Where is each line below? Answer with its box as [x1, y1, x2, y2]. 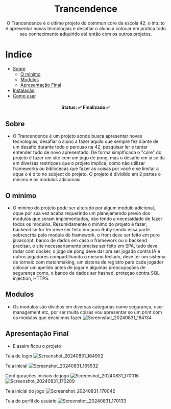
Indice [5, 49, 32, 60]
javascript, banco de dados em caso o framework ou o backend [12, 237, 147, 244]
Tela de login [5, 353, 32, 359]
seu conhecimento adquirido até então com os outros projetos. [19, 31, 152, 37]
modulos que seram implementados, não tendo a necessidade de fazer [12, 215, 162, 222]
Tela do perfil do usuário [5, 398, 57, 404]
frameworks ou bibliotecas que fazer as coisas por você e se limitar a [12, 165, 159, 172]
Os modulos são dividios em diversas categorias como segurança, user [12, 303, 163, 309]
